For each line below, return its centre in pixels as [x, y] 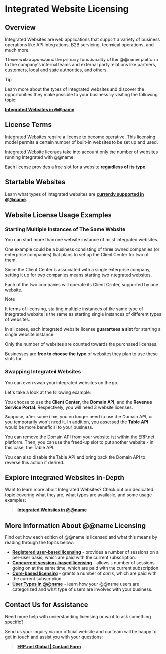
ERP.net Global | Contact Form [49, 647]
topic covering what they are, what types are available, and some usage [79, 495]
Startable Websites [35, 182]
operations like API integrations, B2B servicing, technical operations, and [79, 45]
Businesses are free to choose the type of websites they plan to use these [81, 354]
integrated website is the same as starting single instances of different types [83, 314]
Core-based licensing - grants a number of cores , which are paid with [84, 573]
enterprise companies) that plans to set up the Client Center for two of [77, 255]
